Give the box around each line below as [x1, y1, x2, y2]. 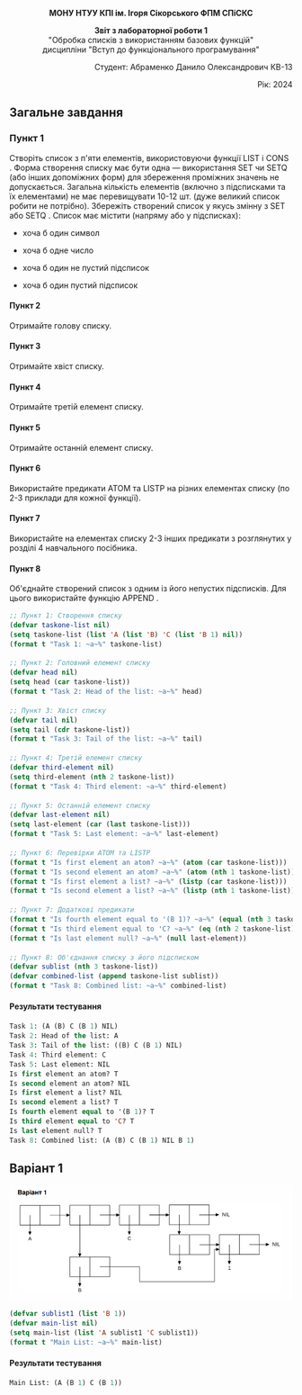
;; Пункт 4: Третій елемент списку [9, 753, 143, 763]
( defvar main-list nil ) [9, 1318, 99, 1328]
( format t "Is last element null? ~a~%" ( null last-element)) [9, 933, 247, 943]
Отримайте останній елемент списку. [9, 442, 154, 453]
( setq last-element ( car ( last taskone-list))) [9, 820, 191, 829]
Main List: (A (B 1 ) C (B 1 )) [9, 1379, 123, 1388]
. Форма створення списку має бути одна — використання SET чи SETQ [9, 162, 288, 173]
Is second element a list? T [9, 1098, 119, 1107]
